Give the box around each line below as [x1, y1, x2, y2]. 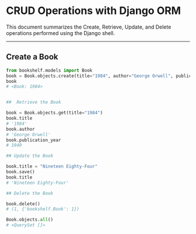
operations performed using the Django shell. [6, 29, 116, 36]
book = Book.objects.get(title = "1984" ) [6, 110, 103, 116]
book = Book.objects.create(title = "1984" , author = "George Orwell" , [6, 73, 174, 79]
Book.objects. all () [6, 217, 54, 223]
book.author [6, 126, 35, 132]
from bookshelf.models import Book [6, 67, 93, 74]
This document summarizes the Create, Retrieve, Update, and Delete [6, 23, 171, 30]
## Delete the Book [6, 190, 54, 196]
